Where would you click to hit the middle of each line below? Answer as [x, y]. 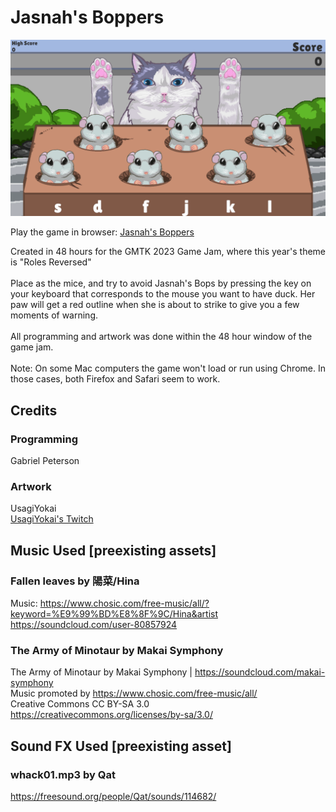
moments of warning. [54, 315]
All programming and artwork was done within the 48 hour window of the [161, 337]
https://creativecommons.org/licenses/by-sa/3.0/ [111, 715]
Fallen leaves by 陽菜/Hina [75, 581]
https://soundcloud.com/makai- [260, 672]
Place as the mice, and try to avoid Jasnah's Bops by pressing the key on [161, 283]
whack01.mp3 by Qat [63, 774]
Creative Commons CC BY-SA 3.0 [80, 704]
